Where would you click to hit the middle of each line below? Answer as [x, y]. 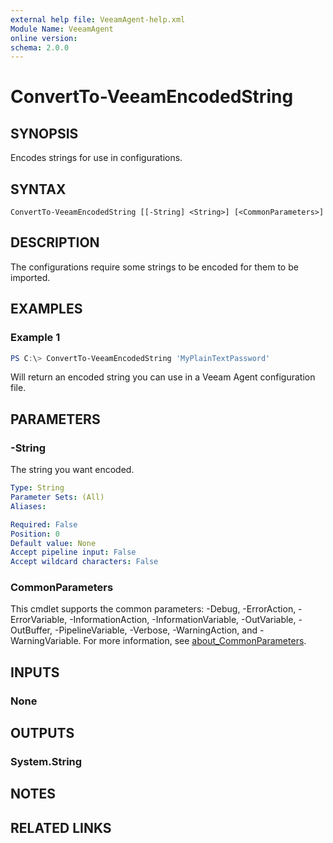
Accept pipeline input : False [73, 552]
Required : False [44, 524]
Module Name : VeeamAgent [62, 29]
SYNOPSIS [44, 133]
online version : [44, 38]
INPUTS [35, 672]
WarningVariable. [46, 641]
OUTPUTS [42, 733]
